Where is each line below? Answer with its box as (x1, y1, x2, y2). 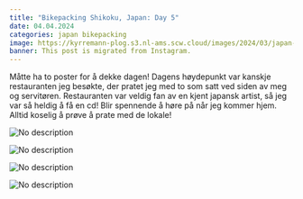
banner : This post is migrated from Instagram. (9, 47, 192, 56)
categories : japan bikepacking (9, 30, 127, 39)
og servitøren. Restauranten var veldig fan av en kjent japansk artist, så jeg (9, 91, 287, 102)
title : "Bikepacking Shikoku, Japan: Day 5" (9, 13, 179, 23)
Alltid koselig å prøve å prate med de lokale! (9, 110, 172, 121)
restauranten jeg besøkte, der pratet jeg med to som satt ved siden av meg (9, 81, 287, 92)
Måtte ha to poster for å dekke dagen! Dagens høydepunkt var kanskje (9, 71, 271, 82)
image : (9, 38, 34, 48)
